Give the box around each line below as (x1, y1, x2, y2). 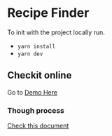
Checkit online (7, 69, 72, 81)
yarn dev (17, 50, 43, 57)
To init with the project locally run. (7, 28, 105, 36)
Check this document (7, 121, 69, 130)
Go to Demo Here (7, 88, 58, 96)
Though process (7, 105, 65, 115)
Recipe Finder (7, 5, 90, 21)
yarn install (17, 43, 56, 50)
